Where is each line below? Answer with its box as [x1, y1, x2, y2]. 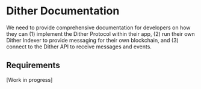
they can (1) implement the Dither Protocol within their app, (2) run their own [6, 30, 196, 37]
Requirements [6, 60, 60, 70]
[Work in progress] [6, 76, 53, 83]
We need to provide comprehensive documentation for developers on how [6, 24, 191, 31]
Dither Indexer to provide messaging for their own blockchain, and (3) [6, 36, 179, 44]
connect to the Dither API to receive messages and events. [6, 43, 152, 50]
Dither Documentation [6, 4, 120, 18]
